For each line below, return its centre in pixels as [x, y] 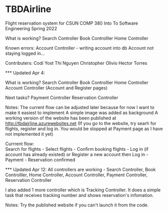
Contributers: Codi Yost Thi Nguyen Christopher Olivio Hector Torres [76, 63]
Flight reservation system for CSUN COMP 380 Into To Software [72, 23]
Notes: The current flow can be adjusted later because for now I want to [80, 107]
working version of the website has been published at [61, 118]
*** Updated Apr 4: [25, 73]
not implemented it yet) [29, 134]
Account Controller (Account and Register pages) [57, 88]
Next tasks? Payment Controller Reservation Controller [62, 97]
